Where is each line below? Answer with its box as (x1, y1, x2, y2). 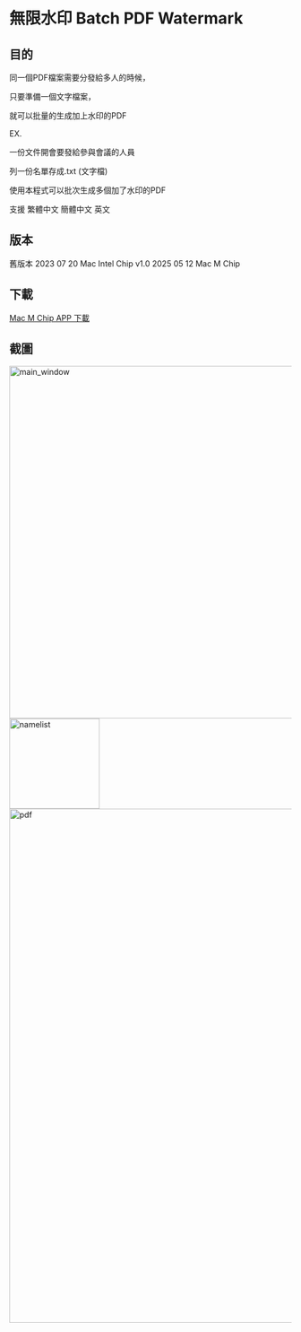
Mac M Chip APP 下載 (9, 312, 90, 323)
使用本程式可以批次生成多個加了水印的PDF (9, 185, 167, 196)
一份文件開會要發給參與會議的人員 (9, 147, 135, 157)
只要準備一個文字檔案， (9, 91, 96, 101)
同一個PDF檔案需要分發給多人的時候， (9, 73, 150, 83)
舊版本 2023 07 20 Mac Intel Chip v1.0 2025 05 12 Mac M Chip (9, 257, 240, 269)
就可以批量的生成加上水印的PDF (9, 110, 127, 121)
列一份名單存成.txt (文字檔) (9, 166, 108, 176)
